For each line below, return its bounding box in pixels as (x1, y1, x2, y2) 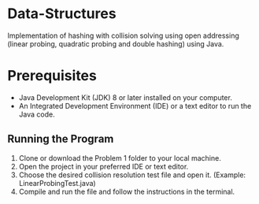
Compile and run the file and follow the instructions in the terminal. (18, 187, 235, 196)
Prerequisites (7, 67, 98, 85)
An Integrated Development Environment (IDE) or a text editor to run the (18, 101, 252, 110)
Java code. (18, 109, 56, 119)
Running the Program (7, 132, 114, 146)
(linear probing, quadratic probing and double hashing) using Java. (7, 39, 224, 48)
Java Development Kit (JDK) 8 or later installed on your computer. (18, 92, 233, 102)
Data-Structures (7, 5, 117, 23)
